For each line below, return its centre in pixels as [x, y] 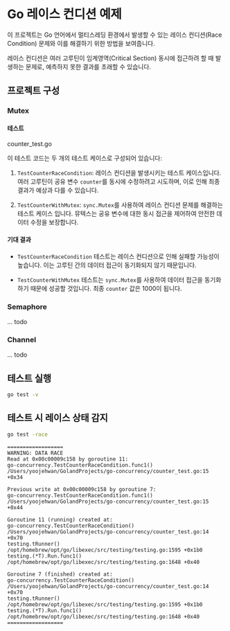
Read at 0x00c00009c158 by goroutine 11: [68, 459]
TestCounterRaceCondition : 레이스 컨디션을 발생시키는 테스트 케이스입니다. [119, 173]
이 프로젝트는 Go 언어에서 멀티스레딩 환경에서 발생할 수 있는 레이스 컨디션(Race [115, 35]
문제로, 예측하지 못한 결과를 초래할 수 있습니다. [88, 66]
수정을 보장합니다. [54, 222]
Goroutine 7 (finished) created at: [60, 574]
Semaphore [27, 307]
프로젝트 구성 [34, 91]
